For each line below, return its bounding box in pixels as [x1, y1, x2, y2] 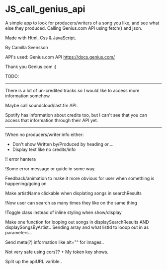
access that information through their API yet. [5, 117, 98, 123]
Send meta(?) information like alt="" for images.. [5, 239, 104, 245]
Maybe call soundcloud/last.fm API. [5, 102, 78, 108]
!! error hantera [5, 156, 36, 162]
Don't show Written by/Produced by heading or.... [12, 141, 114, 147]
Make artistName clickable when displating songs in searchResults [5, 190, 142, 196]
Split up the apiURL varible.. [5, 258, 62, 264]
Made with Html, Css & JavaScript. [5, 35, 76, 41]
